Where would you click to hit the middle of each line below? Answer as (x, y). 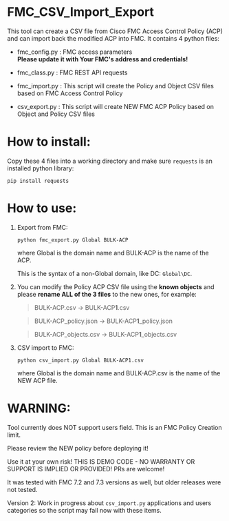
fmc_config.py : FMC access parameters (75, 52)
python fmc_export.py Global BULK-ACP (73, 240)
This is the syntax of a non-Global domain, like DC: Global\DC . (105, 273)
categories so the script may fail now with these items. (84, 510)
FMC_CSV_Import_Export (81, 12)
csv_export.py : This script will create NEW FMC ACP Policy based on (116, 106)
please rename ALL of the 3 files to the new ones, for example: (107, 294)
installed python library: (41, 168)
